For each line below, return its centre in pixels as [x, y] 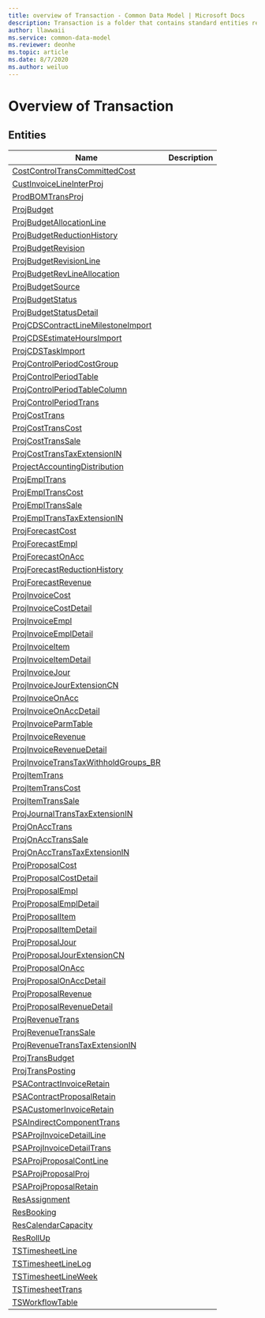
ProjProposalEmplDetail [56, 903]
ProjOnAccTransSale [50, 839]
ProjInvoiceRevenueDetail [60, 749]
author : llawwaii [37, 30]
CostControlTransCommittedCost [74, 171]
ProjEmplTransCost [48, 492]
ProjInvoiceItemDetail [52, 659]
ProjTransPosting [44, 1070]
